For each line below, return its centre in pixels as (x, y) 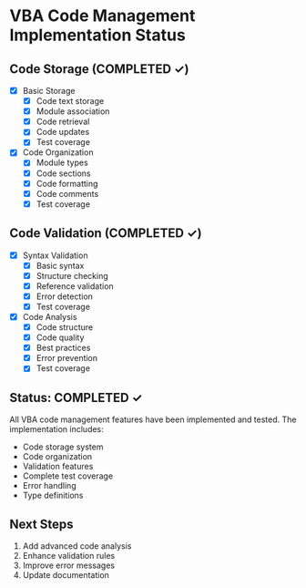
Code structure (65, 327)
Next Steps (41, 524)
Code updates (63, 132)
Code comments (67, 193)
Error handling (49, 486)
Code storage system (63, 447)
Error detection (65, 296)
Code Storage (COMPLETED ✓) (99, 69)
